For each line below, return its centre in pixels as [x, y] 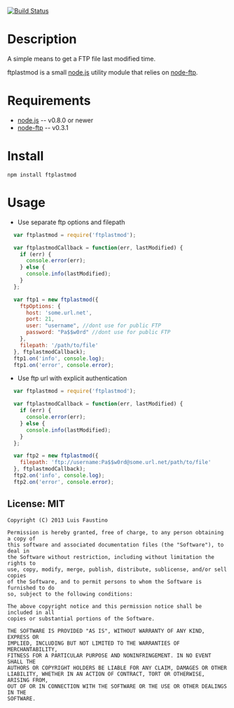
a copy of [22, 539]
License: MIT [36, 504]
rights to [22, 563]
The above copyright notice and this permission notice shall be [104, 606]
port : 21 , [40, 319]
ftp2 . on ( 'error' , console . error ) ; [64, 482]
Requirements [49, 101]
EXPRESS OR [23, 637]
